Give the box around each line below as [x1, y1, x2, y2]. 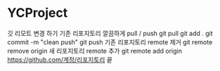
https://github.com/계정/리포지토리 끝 [7, 55, 112, 64]
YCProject [7, 5, 68, 21]
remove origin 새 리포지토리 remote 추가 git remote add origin [7, 46, 183, 55]
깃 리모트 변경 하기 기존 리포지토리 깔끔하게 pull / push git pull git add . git [7, 29, 213, 37]
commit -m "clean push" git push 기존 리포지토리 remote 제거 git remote [7, 37, 213, 46]
